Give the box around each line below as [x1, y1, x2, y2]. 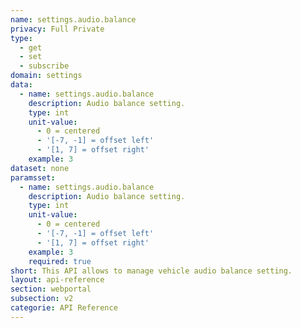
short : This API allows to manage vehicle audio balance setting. [10, 266, 293, 276]
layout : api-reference [10, 275, 105, 285]
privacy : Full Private [10, 24, 105, 34]
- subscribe [19, 61, 70, 71]
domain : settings [10, 71, 83, 81]
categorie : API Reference [10, 303, 118, 313]
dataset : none [10, 163, 70, 173]
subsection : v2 [10, 294, 74, 304]
